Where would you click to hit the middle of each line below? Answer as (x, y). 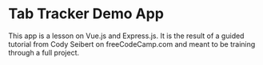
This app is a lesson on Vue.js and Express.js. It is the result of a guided (126, 36)
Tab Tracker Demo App (86, 14)
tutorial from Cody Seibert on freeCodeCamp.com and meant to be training (132, 44)
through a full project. (44, 52)
